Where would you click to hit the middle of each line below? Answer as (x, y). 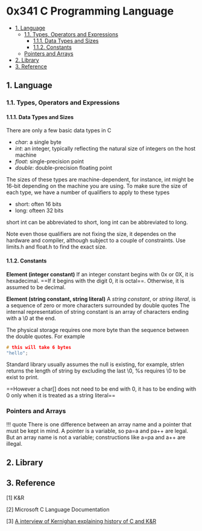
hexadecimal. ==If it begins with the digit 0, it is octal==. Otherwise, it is (95, 281)
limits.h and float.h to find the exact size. (57, 247)
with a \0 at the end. (31, 318)
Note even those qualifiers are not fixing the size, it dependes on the (91, 234)
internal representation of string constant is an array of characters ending (97, 311)
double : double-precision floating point (64, 168)
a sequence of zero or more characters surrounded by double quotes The (98, 305)
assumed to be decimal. (36, 287)
